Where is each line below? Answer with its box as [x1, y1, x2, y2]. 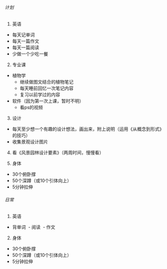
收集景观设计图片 [12, 139, 48, 145]
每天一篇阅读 [12, 44, 39, 50]
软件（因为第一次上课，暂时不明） [12, 98, 84, 104]
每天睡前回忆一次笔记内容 [19, 85, 74, 91]
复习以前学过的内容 [19, 92, 61, 98]
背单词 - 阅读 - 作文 [12, 224, 55, 230]
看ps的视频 [19, 104, 43, 111]
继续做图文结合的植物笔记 [19, 79, 74, 85]
